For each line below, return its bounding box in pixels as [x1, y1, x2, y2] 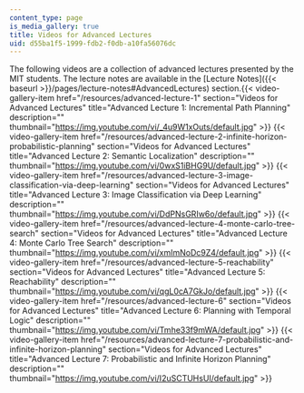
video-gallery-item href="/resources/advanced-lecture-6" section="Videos [9, 296, 292, 307]
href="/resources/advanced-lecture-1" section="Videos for [55, 93, 279, 104]
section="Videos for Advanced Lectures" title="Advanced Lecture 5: [9, 267, 266, 277]
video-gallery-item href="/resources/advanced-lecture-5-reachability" [9, 257, 274, 268]
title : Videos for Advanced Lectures [9, 30, 152, 39]
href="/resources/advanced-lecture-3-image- [80, 170, 254, 181]
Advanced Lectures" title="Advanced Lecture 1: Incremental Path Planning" [9, 102, 291, 114]
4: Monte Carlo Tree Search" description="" [9, 237, 174, 248]
